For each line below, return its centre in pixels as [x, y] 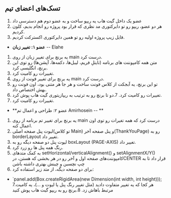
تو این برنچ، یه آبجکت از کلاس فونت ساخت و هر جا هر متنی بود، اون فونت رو [85, 84]
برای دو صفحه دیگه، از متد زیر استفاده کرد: [53, 169]
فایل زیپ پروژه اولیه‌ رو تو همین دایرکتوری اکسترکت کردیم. [68, 37]
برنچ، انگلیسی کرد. [30, 68]
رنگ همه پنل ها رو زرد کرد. [38, 147]
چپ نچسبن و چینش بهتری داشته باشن [48, 164]
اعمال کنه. [22, 125]
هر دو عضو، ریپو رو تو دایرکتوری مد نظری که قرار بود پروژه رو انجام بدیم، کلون [87, 26]
